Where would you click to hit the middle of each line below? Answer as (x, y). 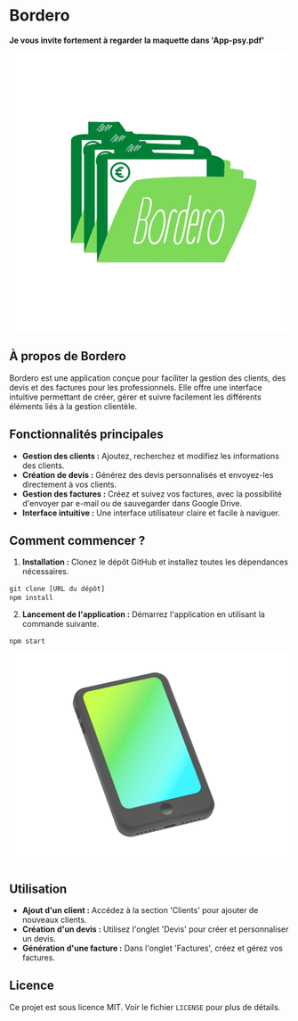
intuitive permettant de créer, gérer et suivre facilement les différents (136, 397)
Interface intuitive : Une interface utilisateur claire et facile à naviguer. (151, 513)
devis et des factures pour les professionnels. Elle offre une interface (136, 387)
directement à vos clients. (69, 484)
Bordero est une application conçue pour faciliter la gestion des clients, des (148, 378)
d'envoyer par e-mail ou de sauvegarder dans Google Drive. (132, 503)
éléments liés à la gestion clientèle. (73, 406)
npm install (31, 598)
